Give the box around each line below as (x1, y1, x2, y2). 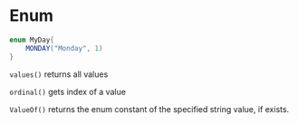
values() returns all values (9, 69, 109, 80)
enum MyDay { (9, 35, 54, 44)
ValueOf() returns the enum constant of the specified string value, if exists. (9, 103, 290, 114)
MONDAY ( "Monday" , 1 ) (25, 43, 103, 52)
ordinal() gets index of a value (9, 86, 127, 97)
